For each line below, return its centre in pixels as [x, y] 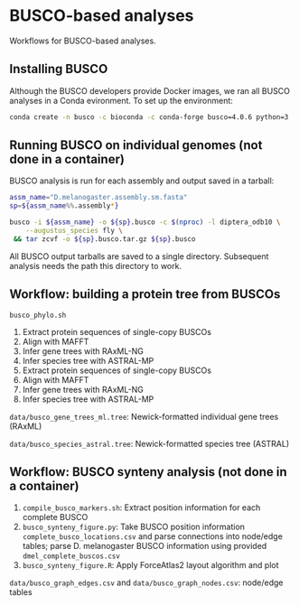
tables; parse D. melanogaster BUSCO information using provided [145, 546]
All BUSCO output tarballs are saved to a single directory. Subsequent [139, 256]
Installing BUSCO [59, 69]
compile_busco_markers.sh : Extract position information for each [141, 507]
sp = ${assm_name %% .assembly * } [64, 206]
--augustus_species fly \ [75, 231]
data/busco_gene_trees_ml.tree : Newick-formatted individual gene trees [144, 416]
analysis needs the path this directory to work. [96, 265]
